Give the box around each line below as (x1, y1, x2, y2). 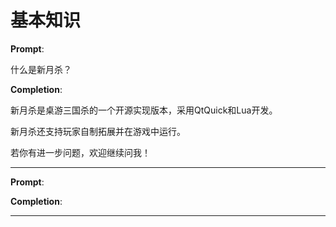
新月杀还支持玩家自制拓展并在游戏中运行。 (10, 125, 186, 137)
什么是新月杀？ (10, 63, 72, 75)
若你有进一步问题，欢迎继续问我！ (10, 146, 151, 158)
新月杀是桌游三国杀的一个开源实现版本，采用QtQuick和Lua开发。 (10, 104, 278, 116)
